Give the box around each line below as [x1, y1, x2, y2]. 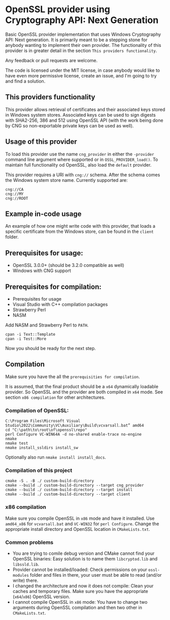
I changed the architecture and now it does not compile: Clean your [12, 583, 154, 589]
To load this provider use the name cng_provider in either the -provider [5, 151, 154, 157]
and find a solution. [5, 78, 46, 84]
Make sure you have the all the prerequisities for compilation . [5, 373, 140, 380]
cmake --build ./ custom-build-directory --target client [5, 492, 130, 497]
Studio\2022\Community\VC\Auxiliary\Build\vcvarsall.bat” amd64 [5, 423, 144, 428]
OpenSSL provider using [5, 4, 111, 15]
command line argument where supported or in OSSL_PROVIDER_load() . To [5, 156, 158, 163]
